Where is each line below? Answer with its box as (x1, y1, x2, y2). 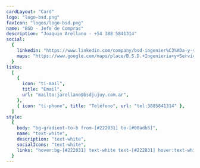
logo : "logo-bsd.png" (6, 14, 60, 20)
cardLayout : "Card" (6, 8, 55, 15)
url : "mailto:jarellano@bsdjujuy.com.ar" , (21, 92, 129, 98)
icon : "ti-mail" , (21, 81, 65, 87)
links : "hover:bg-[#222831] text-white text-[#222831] (17, 147, 156, 153)
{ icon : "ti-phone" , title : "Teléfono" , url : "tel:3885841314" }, (17, 102, 185, 109)
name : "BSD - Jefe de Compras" (6, 25, 84, 32)
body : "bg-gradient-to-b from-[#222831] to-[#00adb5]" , (17, 125, 159, 131)
